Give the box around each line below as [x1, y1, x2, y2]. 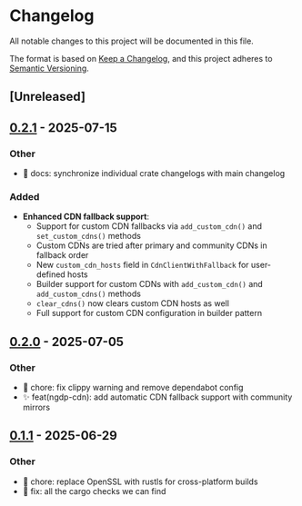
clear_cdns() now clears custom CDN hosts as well [35, 298, 230, 309]
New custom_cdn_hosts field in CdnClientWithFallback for [35, 260, 249, 271]
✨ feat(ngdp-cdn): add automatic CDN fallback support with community [22, 392, 293, 402]
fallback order [35, 250, 89, 261]
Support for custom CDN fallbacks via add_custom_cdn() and [35, 221, 262, 232]
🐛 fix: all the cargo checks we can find [22, 485, 166, 496]
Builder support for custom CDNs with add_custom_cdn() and [35, 279, 264, 290]
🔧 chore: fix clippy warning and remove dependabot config [22, 382, 244, 392]
